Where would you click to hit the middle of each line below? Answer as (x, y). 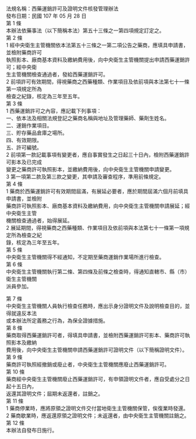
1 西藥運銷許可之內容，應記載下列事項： (54, 111)
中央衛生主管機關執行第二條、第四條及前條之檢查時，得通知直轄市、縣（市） (98, 272)
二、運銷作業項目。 (29, 125)
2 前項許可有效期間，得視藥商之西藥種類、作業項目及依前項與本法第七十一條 (98, 82)
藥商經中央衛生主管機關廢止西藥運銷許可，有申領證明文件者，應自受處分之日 (98, 379)
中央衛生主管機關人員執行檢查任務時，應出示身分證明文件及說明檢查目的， (95, 306)
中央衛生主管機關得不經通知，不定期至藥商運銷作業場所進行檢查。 (85, 257)
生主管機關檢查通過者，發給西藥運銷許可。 (57, 74)
